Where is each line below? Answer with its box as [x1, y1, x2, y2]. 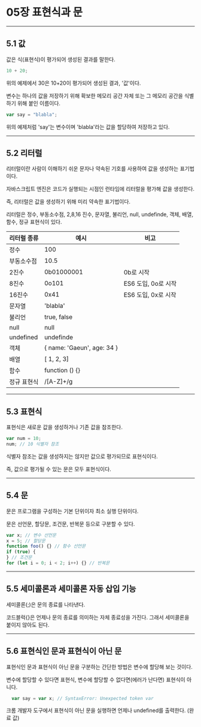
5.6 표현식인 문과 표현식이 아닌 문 [6, 646, 122, 656]
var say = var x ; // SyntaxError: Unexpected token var [11, 695, 154, 701]
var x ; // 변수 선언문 [6, 532, 57, 538]
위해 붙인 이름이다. [17, 100, 61, 107]
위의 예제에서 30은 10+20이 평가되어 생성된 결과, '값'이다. [6, 79, 141, 86]
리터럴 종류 [9, 234, 39, 243]
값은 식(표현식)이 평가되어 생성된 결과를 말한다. [6, 55, 115, 63]
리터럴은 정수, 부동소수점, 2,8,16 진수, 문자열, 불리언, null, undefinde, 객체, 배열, [6, 211, 193, 218]
